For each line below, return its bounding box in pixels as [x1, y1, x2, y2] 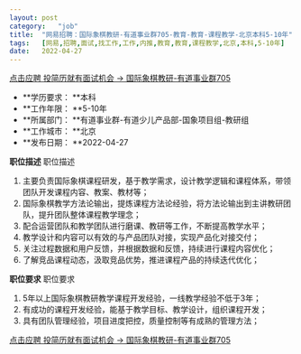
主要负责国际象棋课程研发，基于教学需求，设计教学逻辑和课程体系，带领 [22, 175, 291, 186]
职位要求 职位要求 [9, 274, 75, 284]
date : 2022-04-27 [9, 47, 83, 56]
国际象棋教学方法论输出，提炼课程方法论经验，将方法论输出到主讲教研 [22, 198, 284, 209]
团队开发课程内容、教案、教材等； [22, 187, 150, 198]
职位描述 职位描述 [9, 156, 75, 167]
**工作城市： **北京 [22, 126, 96, 136]
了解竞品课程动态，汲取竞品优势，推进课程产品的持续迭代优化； [22, 255, 260, 265]
